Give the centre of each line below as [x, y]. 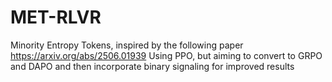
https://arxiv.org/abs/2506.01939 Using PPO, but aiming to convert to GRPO [166, 55]
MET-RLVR [56, 17]
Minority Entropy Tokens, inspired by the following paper [127, 45]
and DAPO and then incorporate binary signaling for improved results [152, 66]
